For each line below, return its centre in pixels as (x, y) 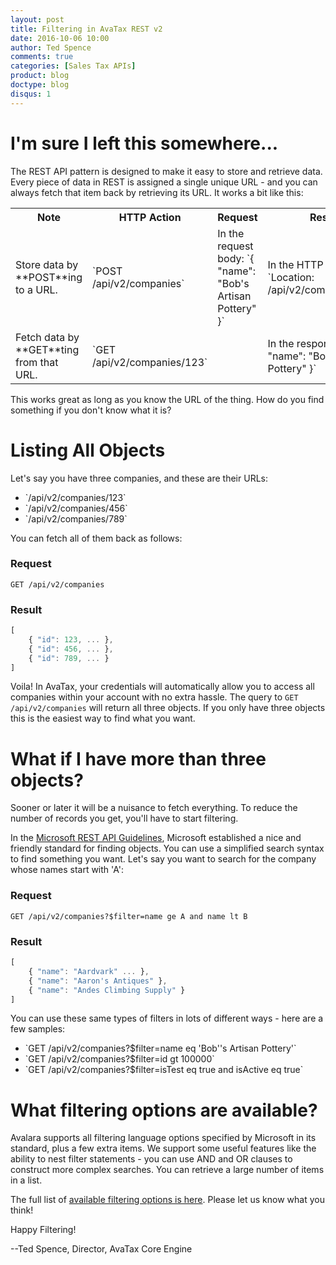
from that (37, 362)
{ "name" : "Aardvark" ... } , (89, 971)
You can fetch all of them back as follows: (96, 538)
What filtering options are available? (164, 1110)
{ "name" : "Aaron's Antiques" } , (98, 981)
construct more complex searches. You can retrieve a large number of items (167, 1170)
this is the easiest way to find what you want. (103, 718)
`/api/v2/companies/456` (76, 508)
